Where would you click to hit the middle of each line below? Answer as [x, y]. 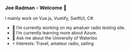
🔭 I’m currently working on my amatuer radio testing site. [69, 28]
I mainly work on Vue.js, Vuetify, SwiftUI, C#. [50, 18]
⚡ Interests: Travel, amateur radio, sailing [53, 44]
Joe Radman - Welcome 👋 [36, 8]
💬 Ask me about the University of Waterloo [55, 38]
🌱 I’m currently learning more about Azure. [55, 33]
